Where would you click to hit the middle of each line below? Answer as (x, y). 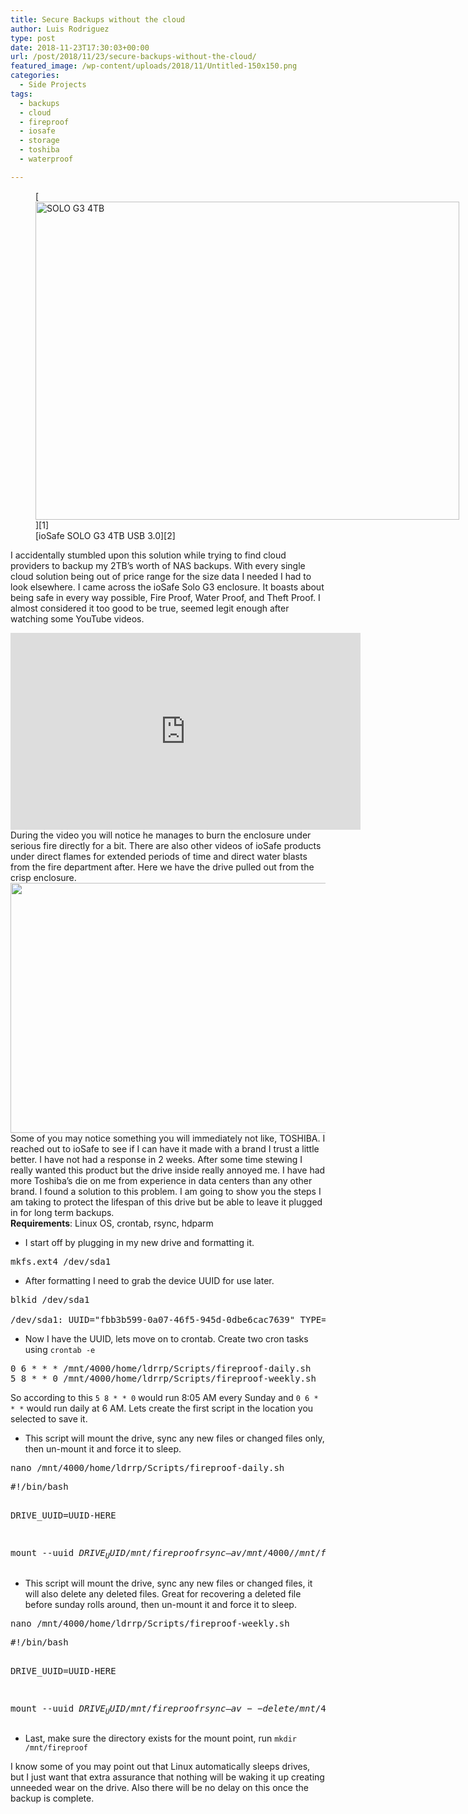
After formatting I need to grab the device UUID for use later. (149, 1280)
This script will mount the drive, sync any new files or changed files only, (174, 1438)
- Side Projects (53, 85)
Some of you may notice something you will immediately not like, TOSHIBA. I (168, 1138)
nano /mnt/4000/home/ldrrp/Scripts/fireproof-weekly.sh (150, 1623)
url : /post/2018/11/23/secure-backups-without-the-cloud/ (133, 57)
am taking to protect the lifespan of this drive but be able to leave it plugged (166, 1202)
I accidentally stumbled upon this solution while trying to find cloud (148, 555)
